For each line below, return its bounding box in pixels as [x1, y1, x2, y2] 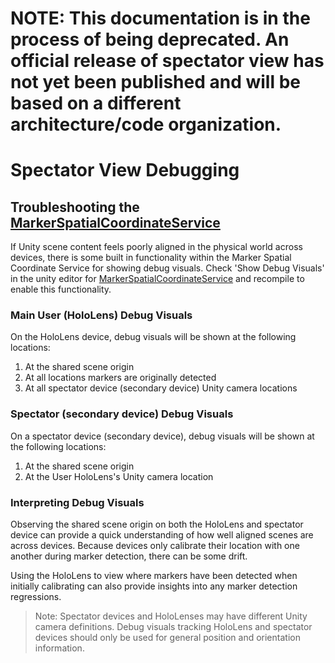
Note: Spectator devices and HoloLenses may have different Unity [34, 610, 308, 622]
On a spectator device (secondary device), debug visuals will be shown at [10, 430, 315, 442]
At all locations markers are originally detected [24, 372, 217, 384]
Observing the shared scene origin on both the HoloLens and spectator [10, 518, 304, 531]
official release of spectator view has [10, 50, 325, 72]
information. [34, 642, 85, 654]
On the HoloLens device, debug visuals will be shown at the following [10, 331, 297, 343]
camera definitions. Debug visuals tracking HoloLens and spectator [34, 621, 313, 633]
